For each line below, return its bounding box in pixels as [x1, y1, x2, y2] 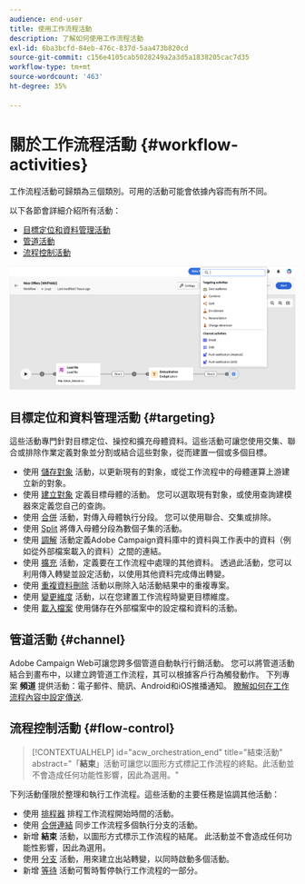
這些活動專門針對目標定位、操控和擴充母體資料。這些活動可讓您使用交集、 [9, 436, 288, 447]
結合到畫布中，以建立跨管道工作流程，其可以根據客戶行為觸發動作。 [9, 669, 264, 680]
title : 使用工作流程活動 [9, 24, 93, 34]
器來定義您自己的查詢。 [22, 501, 111, 512]
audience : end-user [9, 15, 84, 24]
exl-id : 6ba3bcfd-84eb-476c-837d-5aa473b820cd [9, 44, 189, 53]
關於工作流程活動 [9, 134, 138, 154]
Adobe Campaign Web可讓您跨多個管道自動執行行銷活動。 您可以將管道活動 [9, 657, 295, 668]
